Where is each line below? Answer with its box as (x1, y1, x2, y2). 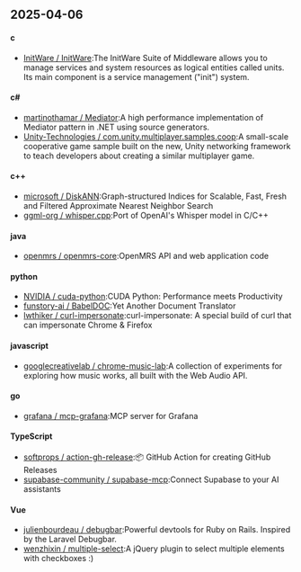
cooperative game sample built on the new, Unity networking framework (22, 140, 291, 151)
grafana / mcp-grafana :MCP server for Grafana (22, 410, 199, 421)
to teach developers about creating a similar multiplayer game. (22, 150, 255, 161)
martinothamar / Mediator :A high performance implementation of (22, 112, 264, 122)
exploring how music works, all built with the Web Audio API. (22, 370, 248, 380)
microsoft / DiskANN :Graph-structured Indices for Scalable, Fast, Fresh (22, 191, 287, 201)
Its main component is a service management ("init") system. (22, 71, 250, 82)
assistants (22, 484, 61, 495)
